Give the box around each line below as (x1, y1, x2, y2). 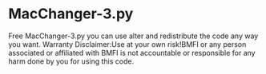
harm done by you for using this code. (8, 56, 135, 66)
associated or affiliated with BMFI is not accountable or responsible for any (8, 48, 256, 57)
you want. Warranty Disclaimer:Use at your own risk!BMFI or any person (8, 39, 247, 49)
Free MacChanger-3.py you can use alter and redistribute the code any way (8, 31, 259, 41)
